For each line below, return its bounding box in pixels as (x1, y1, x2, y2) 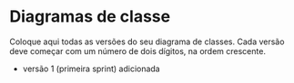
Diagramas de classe (9, 6, 171, 27)
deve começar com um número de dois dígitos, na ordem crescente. (9, 45, 267, 56)
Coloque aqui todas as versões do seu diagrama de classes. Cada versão (9, 36, 285, 47)
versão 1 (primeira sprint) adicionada (22, 63, 161, 74)
